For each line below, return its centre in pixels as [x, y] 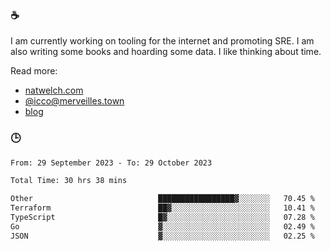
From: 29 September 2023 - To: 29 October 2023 [111, 163]
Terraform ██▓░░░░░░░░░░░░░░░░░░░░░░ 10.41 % [162, 208]
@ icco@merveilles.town [74, 101]
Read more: [34, 71]
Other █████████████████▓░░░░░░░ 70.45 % [162, 199]
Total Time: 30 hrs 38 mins [69, 181]
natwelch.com [54, 90]
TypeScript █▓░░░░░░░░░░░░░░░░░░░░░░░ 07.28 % [162, 218]
